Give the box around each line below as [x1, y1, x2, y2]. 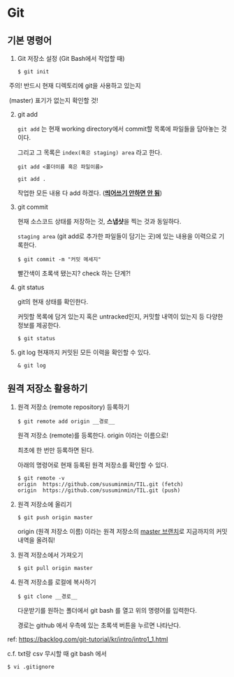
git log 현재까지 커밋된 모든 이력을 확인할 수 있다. [17, 348, 152, 356]
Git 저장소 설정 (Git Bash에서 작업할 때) [17, 54, 125, 62]
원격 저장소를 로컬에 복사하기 [17, 578, 96, 586]
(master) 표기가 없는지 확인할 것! [8, 96, 99, 104]
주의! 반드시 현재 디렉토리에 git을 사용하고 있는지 [8, 82, 141, 89]
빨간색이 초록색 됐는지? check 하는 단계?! [17, 269, 131, 277]
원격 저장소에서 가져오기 [17, 551, 84, 559]
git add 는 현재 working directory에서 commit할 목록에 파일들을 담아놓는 [17, 124, 220, 133]
